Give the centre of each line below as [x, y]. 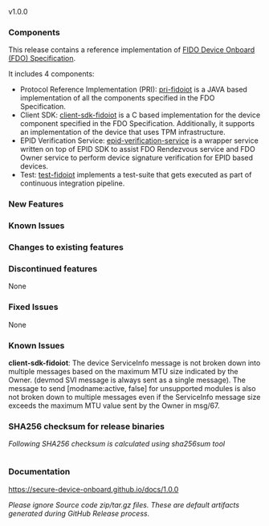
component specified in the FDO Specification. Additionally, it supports [137, 124]
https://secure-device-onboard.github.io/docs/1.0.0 [94, 489]
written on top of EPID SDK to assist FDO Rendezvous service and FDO [137, 149]
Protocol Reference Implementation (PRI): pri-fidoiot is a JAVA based [133, 90]
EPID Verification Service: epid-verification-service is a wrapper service [139, 141]
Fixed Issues [33, 307]
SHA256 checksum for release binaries [86, 426]
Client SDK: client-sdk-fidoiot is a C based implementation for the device [140, 115]
